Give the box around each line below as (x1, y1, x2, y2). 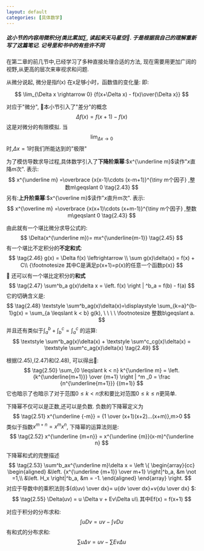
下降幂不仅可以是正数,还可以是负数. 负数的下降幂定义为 (6, 402, 144, 410)
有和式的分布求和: (6, 529, 51, 536)
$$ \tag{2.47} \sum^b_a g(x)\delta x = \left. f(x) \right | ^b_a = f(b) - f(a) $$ (8, 282, 195, 289)
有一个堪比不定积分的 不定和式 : (6, 244, 83, 252)
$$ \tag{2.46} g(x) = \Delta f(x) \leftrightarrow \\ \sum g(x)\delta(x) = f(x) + (8, 255, 195, 262)
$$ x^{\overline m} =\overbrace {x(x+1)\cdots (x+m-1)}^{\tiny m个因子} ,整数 (7, 205, 197, 213)
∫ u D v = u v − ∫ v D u (80, 518, 123, 525)
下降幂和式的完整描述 (6, 452, 59, 459)
